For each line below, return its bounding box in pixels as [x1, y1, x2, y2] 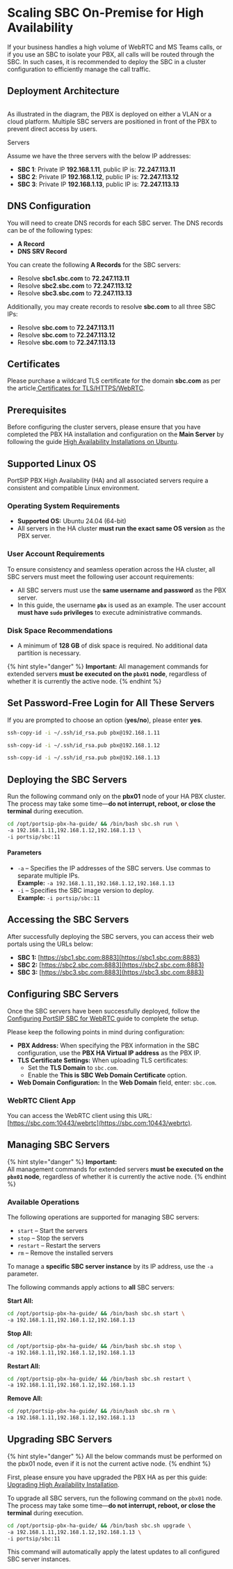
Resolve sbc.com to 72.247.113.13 [17, 338, 116, 346]
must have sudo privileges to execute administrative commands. [17, 608, 203, 616]
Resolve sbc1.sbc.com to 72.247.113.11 [17, 274, 130, 282]
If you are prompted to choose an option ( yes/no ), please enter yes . [7, 716, 203, 724]
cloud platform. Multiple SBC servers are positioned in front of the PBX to [7, 117, 217, 125]
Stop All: [7, 1329, 33, 1338]
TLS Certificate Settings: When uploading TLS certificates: [17, 1056, 188, 1064]
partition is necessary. [17, 648, 81, 657]
